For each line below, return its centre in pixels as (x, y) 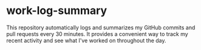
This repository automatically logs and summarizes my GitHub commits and (101, 27)
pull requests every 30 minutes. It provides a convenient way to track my (97, 34)
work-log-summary (57, 11)
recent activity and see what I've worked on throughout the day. (86, 40)
